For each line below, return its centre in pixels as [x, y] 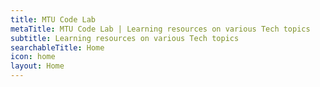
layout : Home [37, 66]
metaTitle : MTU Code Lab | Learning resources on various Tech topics [160, 29]
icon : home [33, 57]
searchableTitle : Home [57, 47]
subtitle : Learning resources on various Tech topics [125, 38]
